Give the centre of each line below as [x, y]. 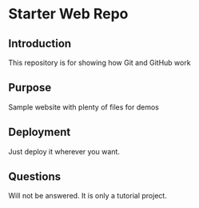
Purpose [30, 88]
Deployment [40, 132]
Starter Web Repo [68, 14]
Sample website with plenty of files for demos [84, 107]
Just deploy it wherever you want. [64, 151]
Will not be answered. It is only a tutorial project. [88, 196]
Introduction [40, 44]
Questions [35, 177]
